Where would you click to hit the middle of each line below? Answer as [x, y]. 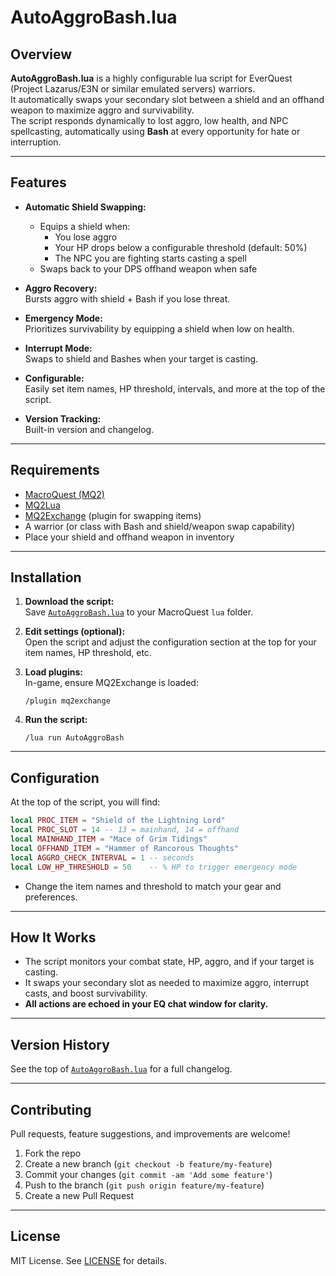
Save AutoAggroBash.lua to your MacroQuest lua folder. [139, 612]
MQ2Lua [42, 505]
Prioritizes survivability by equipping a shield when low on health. [159, 328]
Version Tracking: [63, 418]
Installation [46, 577]
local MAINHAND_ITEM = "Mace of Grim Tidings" [109, 839]
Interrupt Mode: [58, 348]
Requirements [55, 470]
